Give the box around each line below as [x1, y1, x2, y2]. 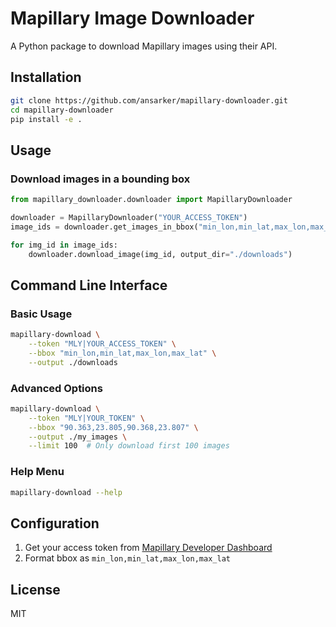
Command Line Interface [10, 277, 168, 294]
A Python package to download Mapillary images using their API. [10, 40, 278, 52]
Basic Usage [10, 307, 73, 321]
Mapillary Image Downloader [10, 7, 255, 30]
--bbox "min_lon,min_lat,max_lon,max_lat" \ [28, 348, 217, 358]
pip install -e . [10, 114, 83, 124]
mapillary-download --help [10, 487, 123, 497]
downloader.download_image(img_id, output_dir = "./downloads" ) [28, 249, 293, 259]
